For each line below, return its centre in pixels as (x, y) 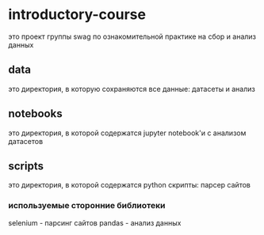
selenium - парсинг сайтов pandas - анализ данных (95, 222)
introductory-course (77, 15)
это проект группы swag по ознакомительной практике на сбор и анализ (132, 36)
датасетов (26, 141)
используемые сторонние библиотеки (87, 206)
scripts (26, 166)
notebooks (35, 114)
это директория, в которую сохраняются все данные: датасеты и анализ (132, 89)
